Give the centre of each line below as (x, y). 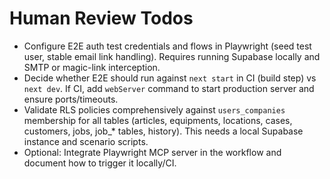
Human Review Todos (101, 18)
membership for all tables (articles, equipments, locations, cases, (158, 120)
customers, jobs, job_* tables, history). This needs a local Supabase (163, 131)
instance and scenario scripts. (86, 141)
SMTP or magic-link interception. (92, 67)
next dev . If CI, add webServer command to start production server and (169, 88)
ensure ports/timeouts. (71, 99)
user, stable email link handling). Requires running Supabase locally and (172, 56)
